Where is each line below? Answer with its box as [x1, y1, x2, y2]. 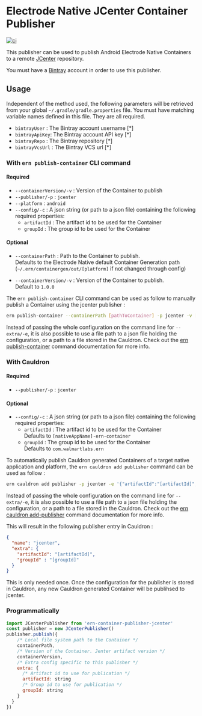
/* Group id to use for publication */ [22, 682, 122, 688]
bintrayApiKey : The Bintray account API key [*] [14, 130, 132, 138]
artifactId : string [22, 676, 71, 682]
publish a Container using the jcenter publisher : [6, 301, 125, 308]
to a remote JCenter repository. [6, 55, 84, 62]
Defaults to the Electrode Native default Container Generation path [14, 259, 180, 266]
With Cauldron [6, 358, 50, 366]
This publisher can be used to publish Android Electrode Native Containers [6, 48, 191, 55]
